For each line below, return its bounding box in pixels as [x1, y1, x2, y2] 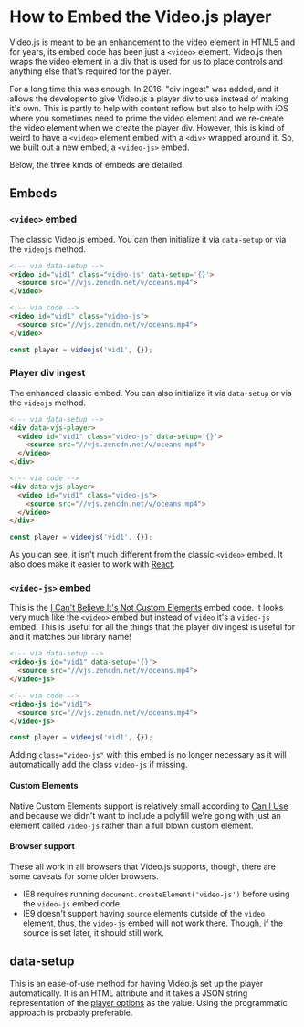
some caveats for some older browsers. [9, 870, 160, 882]
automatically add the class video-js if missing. [9, 760, 189, 770]
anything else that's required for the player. [9, 66, 172, 77]
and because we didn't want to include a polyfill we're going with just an [9, 810, 281, 821]
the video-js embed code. [22, 897, 122, 909]
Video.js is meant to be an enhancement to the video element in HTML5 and [9, 37, 296, 47]
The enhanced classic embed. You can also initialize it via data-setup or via [9, 387, 292, 398]
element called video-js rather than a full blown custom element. [9, 820, 254, 831]
